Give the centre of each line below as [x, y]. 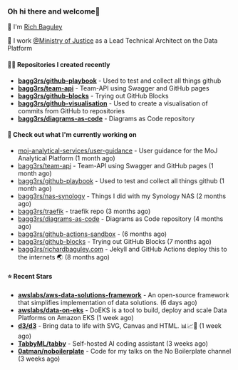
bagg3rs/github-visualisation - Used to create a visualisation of [113, 103]
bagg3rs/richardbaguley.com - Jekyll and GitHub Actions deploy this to [122, 249]
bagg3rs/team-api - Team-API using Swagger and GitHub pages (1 [115, 165]
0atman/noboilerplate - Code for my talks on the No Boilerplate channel [124, 351]
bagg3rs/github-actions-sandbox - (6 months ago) [92, 234]
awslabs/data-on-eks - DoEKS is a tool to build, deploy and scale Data [122, 310]
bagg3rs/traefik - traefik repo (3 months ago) [84, 211]
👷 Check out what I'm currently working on [72, 135]
